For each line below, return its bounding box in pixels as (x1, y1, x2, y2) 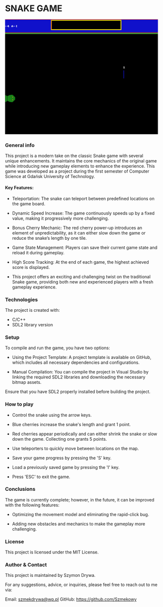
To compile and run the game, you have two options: (5, 345, 110, 351)
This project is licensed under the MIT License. (5, 549, 99, 555)
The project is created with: (5, 307, 60, 313)
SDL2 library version (12, 321, 53, 327)
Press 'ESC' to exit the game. (12, 474, 70, 480)
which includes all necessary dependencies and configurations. (12, 359, 140, 365)
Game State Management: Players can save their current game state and (12, 244, 158, 250)
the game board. (12, 200, 46, 207)
